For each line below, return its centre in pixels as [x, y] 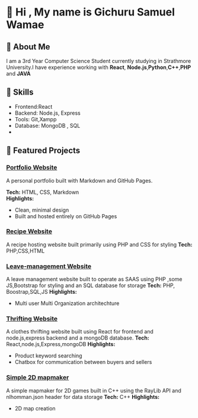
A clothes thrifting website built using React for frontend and [80, 332]
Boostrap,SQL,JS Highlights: [41, 292]
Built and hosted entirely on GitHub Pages [66, 216]
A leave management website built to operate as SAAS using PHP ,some [94, 279]
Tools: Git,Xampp [36, 119]
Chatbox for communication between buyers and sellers [83, 362]
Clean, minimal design [42, 210]
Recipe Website [29, 231]
